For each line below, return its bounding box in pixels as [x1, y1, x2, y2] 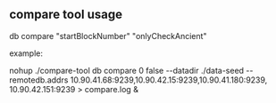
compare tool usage [9, 7, 123, 22]
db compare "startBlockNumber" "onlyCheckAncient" [9, 30, 207, 41]
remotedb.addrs [9, 75, 69, 85]
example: [9, 48, 43, 59]
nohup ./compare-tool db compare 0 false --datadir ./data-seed [9, 65, 244, 75]
